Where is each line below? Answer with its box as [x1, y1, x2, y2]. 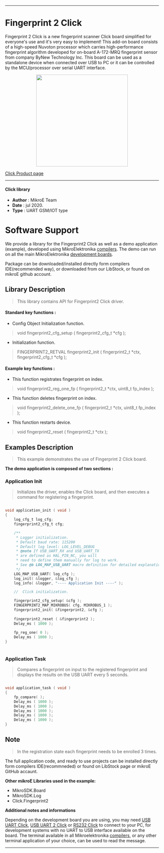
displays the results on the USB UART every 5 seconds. [17, 672, 129, 678]
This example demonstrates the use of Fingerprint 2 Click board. [17, 456, 147, 462]
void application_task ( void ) [5, 685, 71, 691]
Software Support [5, 225, 79, 236]
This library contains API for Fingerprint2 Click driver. [17, 298, 124, 304]
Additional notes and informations [5, 807, 76, 813]
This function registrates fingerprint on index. [12, 376, 103, 382]
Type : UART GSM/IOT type [12, 208, 68, 214]
